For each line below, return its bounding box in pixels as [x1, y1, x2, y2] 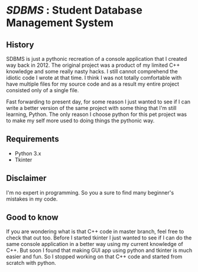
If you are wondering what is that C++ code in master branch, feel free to [6, 228, 184, 235]
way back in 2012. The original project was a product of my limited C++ [6, 61, 180, 69]
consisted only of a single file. [6, 87, 79, 93]
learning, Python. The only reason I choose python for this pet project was [6, 111, 187, 118]
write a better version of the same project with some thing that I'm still [6, 105, 177, 111]
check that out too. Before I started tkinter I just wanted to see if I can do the [6, 234, 192, 241]
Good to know [6, 212, 59, 222]
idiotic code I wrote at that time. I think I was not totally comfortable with [6, 75, 182, 81]
